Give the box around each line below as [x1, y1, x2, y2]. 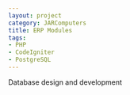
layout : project [8, 11, 62, 20]
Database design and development [8, 77, 123, 87]
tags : [8, 33, 26, 42]
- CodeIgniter [8, 48, 55, 56]
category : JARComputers [8, 19, 87, 27]
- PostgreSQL [8, 56, 52, 64]
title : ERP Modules [8, 26, 73, 34]
